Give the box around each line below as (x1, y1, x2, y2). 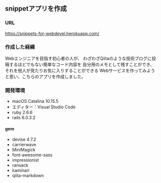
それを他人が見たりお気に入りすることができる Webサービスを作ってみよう (5, 67, 155, 73)
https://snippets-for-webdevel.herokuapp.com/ (5, 31, 99, 36)
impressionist (12, 157, 39, 163)
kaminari (12, 167, 30, 173)
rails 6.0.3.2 (12, 115, 35, 120)
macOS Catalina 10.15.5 (12, 99, 59, 104)
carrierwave (12, 142, 36, 148)
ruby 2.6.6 (12, 110, 33, 116)
